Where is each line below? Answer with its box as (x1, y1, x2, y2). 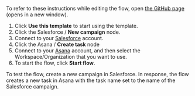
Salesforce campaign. (6, 83, 59, 90)
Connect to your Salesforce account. (14, 35, 104, 41)
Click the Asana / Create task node (14, 41, 100, 48)
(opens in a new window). (6, 11, 69, 18)
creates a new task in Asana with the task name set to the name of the (6, 77, 176, 84)
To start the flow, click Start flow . (14, 59, 95, 66)
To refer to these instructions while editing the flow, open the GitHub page (6, 5, 184, 12)
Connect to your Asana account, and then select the (14, 47, 141, 54)
